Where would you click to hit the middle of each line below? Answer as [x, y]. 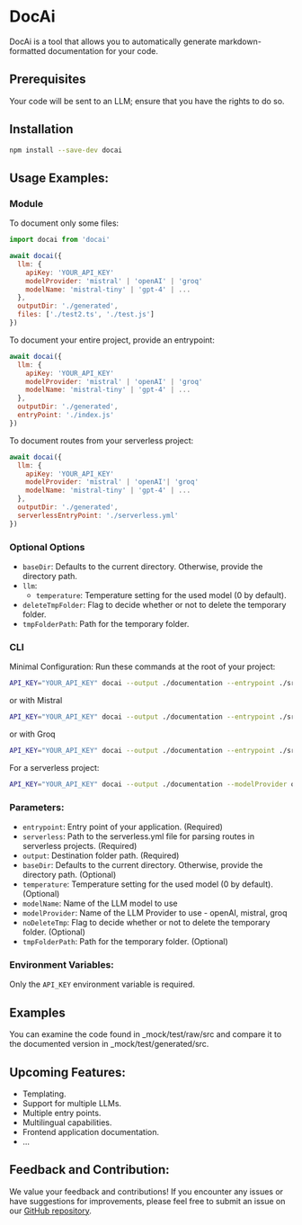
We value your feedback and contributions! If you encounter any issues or [147, 1191]
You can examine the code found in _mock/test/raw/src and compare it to [146, 1034]
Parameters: [37, 807]
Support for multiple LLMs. [72, 1103]
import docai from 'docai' [60, 240]
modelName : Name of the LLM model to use [100, 903]
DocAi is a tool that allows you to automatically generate [113, 41]
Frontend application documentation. [91, 1131]
